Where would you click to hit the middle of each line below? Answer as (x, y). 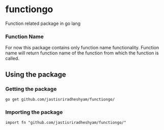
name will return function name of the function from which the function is (82, 53)
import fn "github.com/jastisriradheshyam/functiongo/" (66, 123)
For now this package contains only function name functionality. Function (82, 48)
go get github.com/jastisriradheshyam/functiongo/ (60, 99)
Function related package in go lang (43, 23)
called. (12, 58)
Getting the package (31, 89)
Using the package (36, 74)
